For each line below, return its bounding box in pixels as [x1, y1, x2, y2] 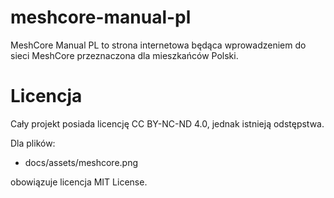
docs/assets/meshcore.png [24, 156, 139, 168]
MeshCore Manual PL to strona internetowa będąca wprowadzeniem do [10, 39, 307, 51]
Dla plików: [10, 137, 56, 149]
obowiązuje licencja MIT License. [10, 176, 148, 188]
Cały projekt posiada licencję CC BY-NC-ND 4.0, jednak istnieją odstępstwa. [10, 117, 325, 130]
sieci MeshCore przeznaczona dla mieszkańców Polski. [10, 49, 239, 61]
